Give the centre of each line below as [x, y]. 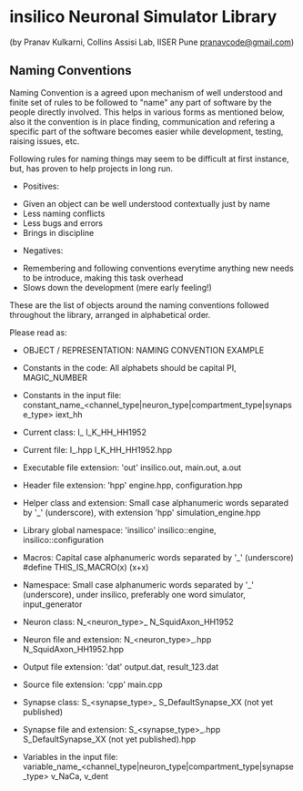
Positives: [40, 186]
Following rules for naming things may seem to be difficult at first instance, [149, 159]
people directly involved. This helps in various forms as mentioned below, [147, 112]
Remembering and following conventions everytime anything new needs [158, 268]
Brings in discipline [58, 232]
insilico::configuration [63, 539]
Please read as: [38, 332]
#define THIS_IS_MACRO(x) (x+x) [86, 567]
